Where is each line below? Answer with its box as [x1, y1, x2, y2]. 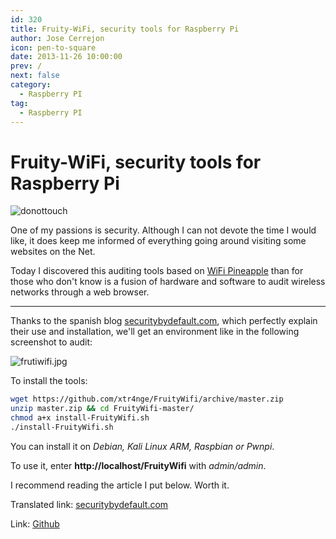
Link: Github [10, 517, 60, 530]
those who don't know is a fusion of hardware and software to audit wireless [10, 276, 326, 288]
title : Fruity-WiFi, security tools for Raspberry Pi [10, 24, 240, 34]
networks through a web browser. [10, 286, 150, 298]
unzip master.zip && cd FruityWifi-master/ [10, 404, 195, 414]
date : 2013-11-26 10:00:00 [10, 52, 123, 62]
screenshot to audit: [10, 336, 93, 348]
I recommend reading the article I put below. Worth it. [10, 479, 230, 491]
